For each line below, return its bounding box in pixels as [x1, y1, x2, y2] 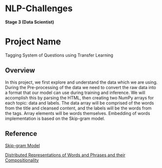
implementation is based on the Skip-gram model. [5, 115, 106, 121]
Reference [5, 130, 37, 138]
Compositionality [5, 157, 39, 163]
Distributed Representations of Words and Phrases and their [5, 152, 126, 158]
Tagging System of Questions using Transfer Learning [5, 52, 113, 58]
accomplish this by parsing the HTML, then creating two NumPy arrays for [5, 94, 154, 100]
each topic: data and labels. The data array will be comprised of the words [5, 100, 154, 106]
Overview [5, 66, 36, 75]
